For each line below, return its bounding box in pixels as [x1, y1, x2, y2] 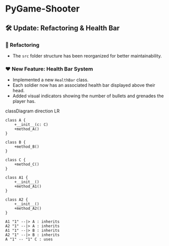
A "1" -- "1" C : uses [5, 237, 53, 242]
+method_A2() [14, 206, 42, 211]
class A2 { [5, 197, 28, 202]
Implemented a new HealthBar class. [12, 77, 89, 83]
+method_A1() [14, 184, 42, 189]
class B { [5, 140, 26, 145]
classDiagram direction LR [5, 108, 60, 114]
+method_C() [14, 162, 39, 167]
